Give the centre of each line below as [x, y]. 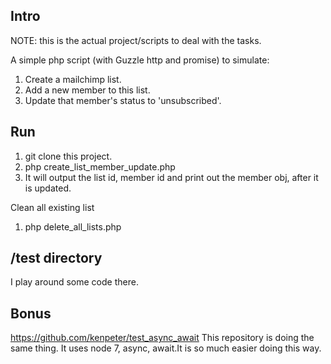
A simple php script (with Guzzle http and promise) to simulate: [140, 60]
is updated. [48, 188]
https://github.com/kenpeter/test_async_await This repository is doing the [162, 338]
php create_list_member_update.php [100, 166]
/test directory [56, 258]
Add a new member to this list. [87, 90]
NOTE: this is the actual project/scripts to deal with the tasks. [136, 40]
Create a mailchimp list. [73, 79]
